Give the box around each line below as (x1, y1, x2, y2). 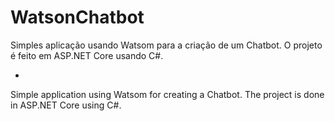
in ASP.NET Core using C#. (10, 99, 122, 111)
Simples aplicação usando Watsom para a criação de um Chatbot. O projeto (10, 39, 323, 51)
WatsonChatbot (10, 6, 145, 29)
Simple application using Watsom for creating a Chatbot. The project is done (10, 88, 325, 100)
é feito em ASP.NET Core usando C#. (10, 49, 164, 61)
